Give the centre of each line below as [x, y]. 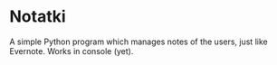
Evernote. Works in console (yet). [72, 51]
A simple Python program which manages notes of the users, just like [139, 42]
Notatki [38, 17]
